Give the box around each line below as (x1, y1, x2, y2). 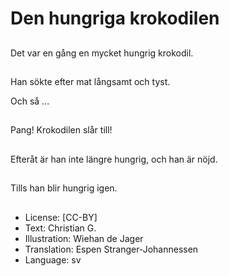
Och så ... (10, 95, 50, 107)
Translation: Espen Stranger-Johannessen (24, 243, 199, 255)
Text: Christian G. (24, 222, 97, 234)
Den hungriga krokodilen (10, 7, 220, 30)
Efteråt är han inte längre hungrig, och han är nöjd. (10, 153, 218, 165)
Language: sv (24, 253, 82, 266)
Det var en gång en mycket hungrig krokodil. (10, 47, 194, 59)
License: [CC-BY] (24, 211, 98, 223)
